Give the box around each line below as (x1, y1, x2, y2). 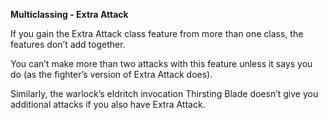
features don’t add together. (10, 39, 126, 50)
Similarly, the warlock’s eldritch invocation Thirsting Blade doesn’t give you (10, 88, 319, 99)
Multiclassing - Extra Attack (10, 9, 129, 20)
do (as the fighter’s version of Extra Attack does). (10, 69, 213, 80)
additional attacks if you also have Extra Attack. (10, 99, 206, 110)
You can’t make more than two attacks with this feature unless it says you (10, 58, 313, 69)
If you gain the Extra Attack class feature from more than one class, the (10, 28, 304, 39)
